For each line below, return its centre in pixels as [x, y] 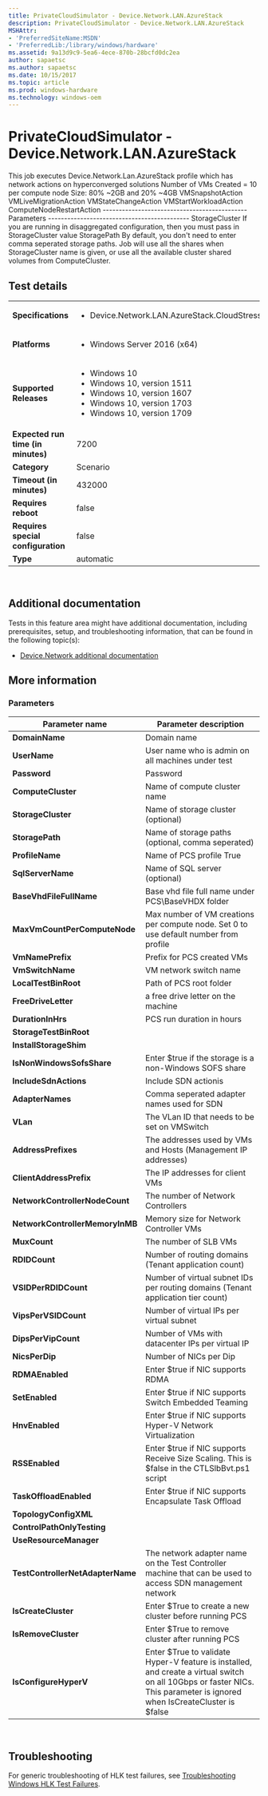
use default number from [191, 934]
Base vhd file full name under [200, 891]
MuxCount [33, 1241]
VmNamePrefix [42, 957]
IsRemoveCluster [46, 1634]
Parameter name [75, 724]
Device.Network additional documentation [89, 655]
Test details [38, 285]
